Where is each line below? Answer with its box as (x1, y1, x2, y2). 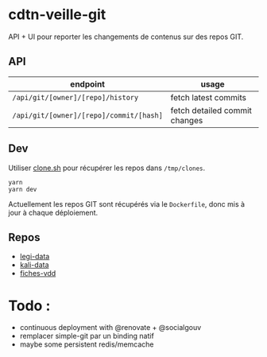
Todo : (8, 297, 51, 315)
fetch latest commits (170, 91, 246, 103)
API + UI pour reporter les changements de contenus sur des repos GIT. (8, 32, 244, 41)
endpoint (70, 78, 106, 89)
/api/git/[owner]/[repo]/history (12, 93, 139, 102)
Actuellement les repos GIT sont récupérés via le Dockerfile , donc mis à (8, 199, 245, 208)
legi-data (19, 252, 50, 262)
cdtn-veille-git (8, 6, 106, 24)
